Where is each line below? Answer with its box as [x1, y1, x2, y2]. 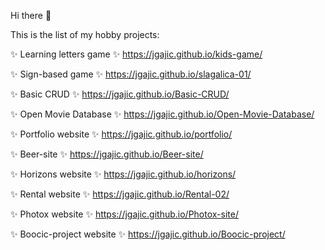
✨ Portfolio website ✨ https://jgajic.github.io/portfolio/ [10, 128, 233, 140]
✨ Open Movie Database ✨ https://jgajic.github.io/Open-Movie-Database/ [10, 108, 315, 120]
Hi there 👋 [10, 10, 52, 21]
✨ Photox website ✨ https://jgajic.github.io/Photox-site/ [10, 208, 239, 220]
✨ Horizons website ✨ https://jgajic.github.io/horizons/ [10, 168, 237, 180]
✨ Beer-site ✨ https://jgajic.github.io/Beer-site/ [10, 148, 204, 160]
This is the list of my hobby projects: [10, 29, 160, 40]
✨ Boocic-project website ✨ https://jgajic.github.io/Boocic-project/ [10, 228, 286, 240]
